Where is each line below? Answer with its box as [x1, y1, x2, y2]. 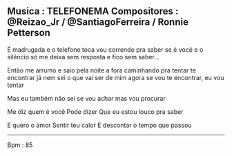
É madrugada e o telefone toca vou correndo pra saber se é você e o [7, 45, 204, 54]
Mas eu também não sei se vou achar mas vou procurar [7, 94, 166, 102]
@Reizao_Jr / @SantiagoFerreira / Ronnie [7, 17, 188, 28]
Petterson [7, 27, 50, 39]
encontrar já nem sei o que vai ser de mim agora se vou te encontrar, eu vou [7, 73, 224, 81]
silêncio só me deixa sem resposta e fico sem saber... [7, 52, 160, 61]
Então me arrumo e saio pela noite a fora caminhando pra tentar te [7, 66, 197, 75]
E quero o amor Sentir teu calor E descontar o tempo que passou [7, 121, 192, 129]
